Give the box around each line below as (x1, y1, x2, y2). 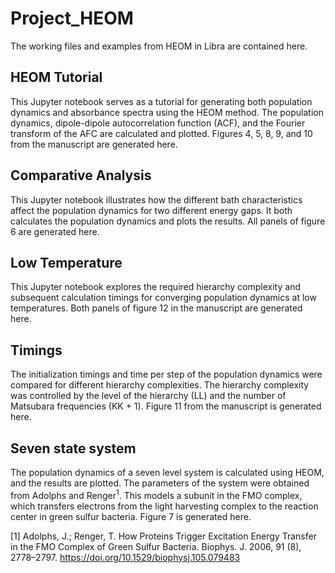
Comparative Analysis (10, 167, 152, 184)
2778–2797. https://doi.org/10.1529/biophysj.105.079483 (10, 551, 241, 563)
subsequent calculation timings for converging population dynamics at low (10, 292, 317, 304)
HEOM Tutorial (10, 69, 103, 86)
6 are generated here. (10, 225, 100, 237)
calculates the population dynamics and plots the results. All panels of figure (10, 215, 326, 227)
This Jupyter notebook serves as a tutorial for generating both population (10, 95, 313, 107)
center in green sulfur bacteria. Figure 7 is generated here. (10, 510, 252, 522)
